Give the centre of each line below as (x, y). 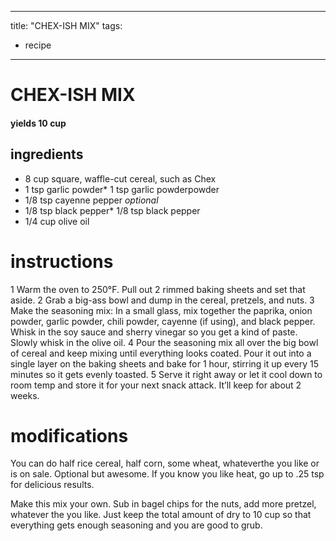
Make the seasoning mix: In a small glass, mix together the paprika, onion (161, 310)
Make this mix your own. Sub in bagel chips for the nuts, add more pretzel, (163, 504)
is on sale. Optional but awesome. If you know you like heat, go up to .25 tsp (167, 474)
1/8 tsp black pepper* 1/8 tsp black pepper (112, 210)
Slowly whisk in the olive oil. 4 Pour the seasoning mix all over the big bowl (164, 342)
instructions (62, 261)
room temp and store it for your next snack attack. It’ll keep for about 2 (156, 385)
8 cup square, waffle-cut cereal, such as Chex (120, 178)
